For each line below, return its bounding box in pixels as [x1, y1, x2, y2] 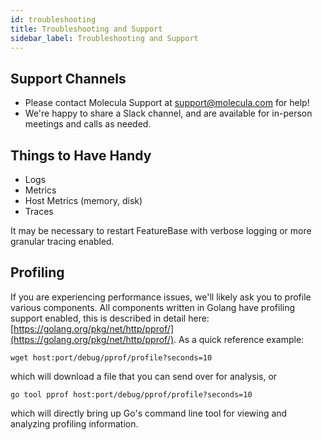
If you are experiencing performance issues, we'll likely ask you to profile [10, 291, 312, 303]
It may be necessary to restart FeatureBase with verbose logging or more [10, 225, 312, 236]
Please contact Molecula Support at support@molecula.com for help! [24, 97, 310, 109]
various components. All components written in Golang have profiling [10, 301, 296, 313]
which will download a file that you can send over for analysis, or [10, 370, 278, 382]
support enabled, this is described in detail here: [10, 312, 210, 324]
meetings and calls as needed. [24, 118, 152, 130]
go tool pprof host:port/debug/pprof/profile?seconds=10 [10, 389, 253, 400]
